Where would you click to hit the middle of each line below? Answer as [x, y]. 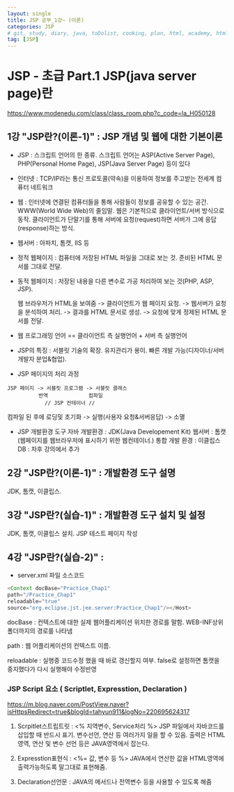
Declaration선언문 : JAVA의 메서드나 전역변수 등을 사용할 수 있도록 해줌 [115, 782]
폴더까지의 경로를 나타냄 [40, 631]
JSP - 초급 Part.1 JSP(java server [102, 76]
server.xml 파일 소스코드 [51, 576]
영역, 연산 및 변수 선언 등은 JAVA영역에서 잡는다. [83, 744]
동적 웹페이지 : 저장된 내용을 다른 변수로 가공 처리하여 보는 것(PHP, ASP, [115, 281]
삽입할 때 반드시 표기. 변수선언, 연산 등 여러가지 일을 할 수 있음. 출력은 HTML [121, 735]
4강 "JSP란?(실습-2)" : [56, 557]
